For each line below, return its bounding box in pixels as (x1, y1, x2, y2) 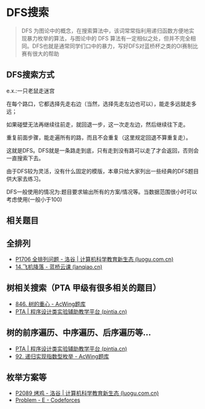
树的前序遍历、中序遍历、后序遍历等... (6, 328, 152, 338)
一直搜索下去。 (6, 154, 44, 162)
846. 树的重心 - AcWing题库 (15, 300, 86, 307)
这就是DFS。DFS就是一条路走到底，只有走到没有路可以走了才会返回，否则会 (6, 146, 199, 154)
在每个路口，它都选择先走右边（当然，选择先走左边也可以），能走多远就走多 (6, 100, 197, 107)
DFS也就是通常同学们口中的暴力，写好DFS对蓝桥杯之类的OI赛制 (32, 42, 193, 50)
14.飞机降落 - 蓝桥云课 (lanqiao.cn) (15, 263, 103, 270)
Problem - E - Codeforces (15, 396, 81, 404)
